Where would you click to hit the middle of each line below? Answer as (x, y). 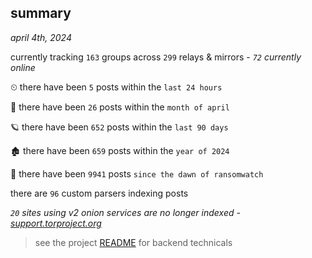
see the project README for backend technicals (133, 242)
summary (41, 13)
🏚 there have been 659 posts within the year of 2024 (120, 150)
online (23, 67)
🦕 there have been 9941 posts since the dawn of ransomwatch (137, 173)
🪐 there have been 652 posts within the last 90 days (119, 127)
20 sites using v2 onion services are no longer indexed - (125, 212)
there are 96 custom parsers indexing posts (99, 193)
